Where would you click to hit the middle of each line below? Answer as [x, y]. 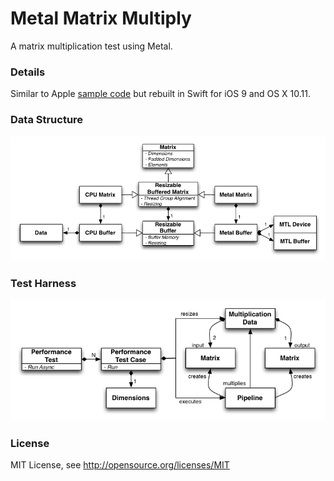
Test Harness [43, 283]
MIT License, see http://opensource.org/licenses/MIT [120, 465]
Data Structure [47, 120]
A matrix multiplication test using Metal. [91, 46]
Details [28, 72]
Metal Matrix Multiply [101, 18]
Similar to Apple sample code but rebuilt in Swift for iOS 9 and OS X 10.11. [160, 94]
